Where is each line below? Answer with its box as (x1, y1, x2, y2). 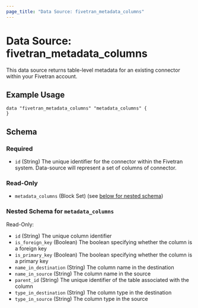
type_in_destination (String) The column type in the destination (14, 288, 172, 296)
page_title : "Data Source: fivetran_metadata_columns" (6, 8, 145, 15)
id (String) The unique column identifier (14, 232, 112, 239)
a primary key (14, 257, 49, 264)
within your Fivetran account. (6, 72, 78, 80)
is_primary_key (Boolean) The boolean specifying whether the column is (14, 251, 193, 258)
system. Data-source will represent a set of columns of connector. (14, 164, 177, 172)
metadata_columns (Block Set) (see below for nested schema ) (14, 192, 164, 200)
